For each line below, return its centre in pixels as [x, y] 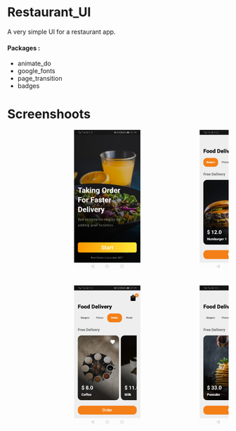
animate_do [34, 63]
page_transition [40, 79]
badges [28, 86]
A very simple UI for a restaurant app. [61, 32]
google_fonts [36, 71]
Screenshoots [49, 114]
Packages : [24, 48]
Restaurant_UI [49, 12]
